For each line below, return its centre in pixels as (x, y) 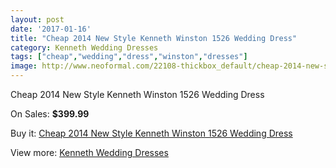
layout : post (37, 19)
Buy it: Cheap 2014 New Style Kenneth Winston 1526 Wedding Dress (151, 133)
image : (24, 66)
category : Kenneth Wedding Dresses (84, 47)
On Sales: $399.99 (50, 114)
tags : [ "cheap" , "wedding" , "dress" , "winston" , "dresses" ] (129, 57)
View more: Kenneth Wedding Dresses (89, 152)
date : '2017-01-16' (51, 29)
